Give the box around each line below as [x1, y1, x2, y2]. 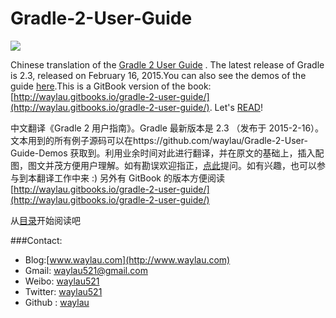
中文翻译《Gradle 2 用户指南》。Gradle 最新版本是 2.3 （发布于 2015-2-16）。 [10, 122, 325, 134]
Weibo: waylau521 [24, 275, 100, 287]
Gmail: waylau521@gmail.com [24, 264, 148, 276]
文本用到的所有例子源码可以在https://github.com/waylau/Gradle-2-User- [10, 134, 308, 146]
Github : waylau [24, 296, 90, 308]
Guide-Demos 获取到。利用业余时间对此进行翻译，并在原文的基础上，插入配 [10, 147, 325, 159]
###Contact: [10, 234, 63, 246]
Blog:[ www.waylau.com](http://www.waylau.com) [24, 253, 231, 266]
